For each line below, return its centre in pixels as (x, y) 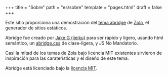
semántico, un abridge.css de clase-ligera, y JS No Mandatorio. (72, 43)
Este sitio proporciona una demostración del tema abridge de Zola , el (77, 23)
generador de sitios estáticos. (36, 28)
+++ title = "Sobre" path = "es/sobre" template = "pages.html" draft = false (83, 7)
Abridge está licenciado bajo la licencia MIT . (51, 68)
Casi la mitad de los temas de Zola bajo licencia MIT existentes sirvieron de (83, 53)
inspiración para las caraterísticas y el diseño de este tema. (67, 58)
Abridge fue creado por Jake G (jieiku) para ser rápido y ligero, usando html (84, 38)
